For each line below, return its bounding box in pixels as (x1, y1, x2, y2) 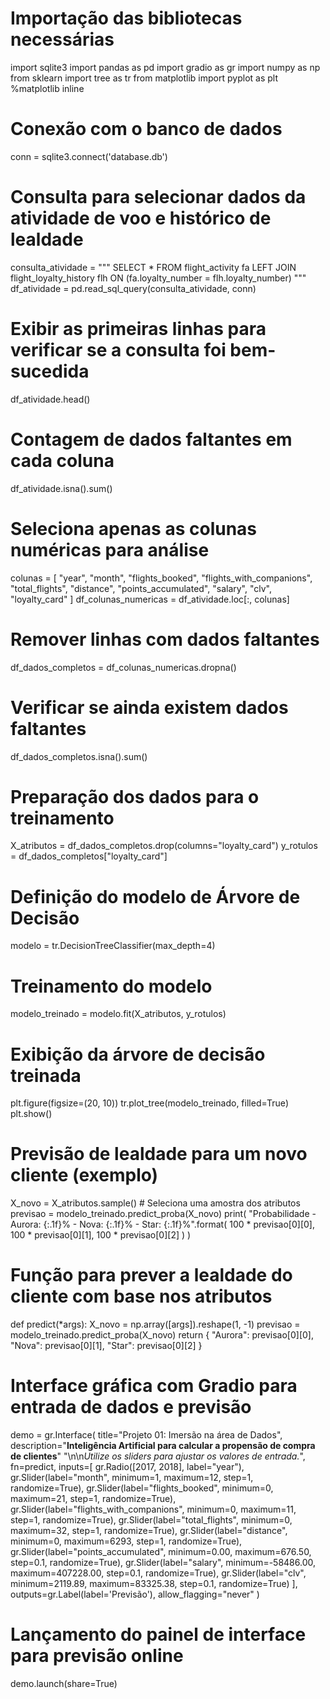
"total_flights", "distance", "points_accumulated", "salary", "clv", (10, 582, 272, 594)
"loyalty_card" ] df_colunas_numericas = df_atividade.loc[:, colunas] (10, 593, 290, 605)
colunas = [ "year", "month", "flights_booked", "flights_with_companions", (10, 572, 313, 584)
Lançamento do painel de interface (10, 1623, 307, 1646)
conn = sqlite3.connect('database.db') (10, 150, 168, 162)
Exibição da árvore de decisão (10, 1043, 266, 1066)
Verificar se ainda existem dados (10, 696, 289, 719)
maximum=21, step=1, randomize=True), (10, 1493, 177, 1505)
